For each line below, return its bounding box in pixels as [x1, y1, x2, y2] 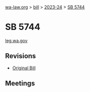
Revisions [5, 52, 36, 61]
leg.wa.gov [5, 37, 28, 43]
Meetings [5, 79, 36, 88]
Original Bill [12, 65, 36, 71]
